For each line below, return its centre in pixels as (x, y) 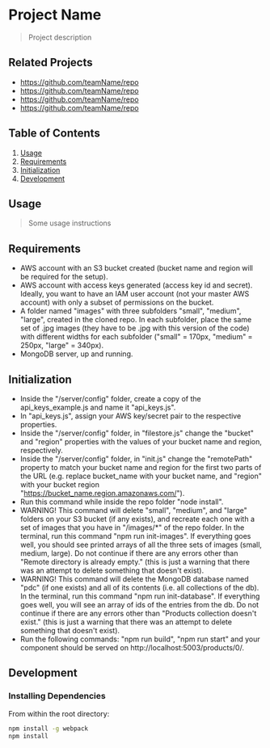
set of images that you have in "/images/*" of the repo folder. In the (132, 527)
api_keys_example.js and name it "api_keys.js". (98, 407)
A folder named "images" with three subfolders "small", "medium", (131, 311)
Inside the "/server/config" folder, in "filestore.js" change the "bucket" (137, 433)
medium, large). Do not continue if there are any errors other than (129, 553)
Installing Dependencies (57, 696)
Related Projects (51, 63)
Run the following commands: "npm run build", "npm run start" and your (140, 639)
